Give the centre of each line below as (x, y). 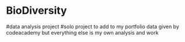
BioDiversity (36, 11)
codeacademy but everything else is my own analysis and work (82, 32)
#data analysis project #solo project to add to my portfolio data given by (93, 26)
